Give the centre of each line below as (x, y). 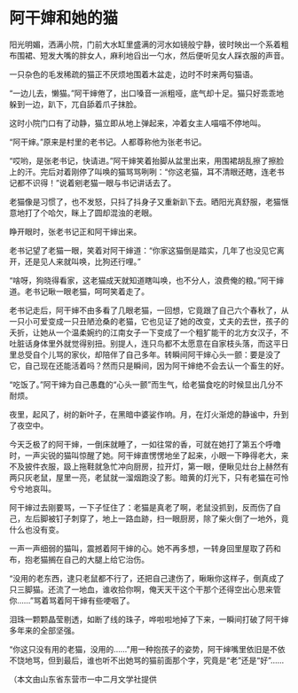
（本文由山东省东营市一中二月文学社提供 (83, 679)
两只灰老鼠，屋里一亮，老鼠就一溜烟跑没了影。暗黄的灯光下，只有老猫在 (141, 477)
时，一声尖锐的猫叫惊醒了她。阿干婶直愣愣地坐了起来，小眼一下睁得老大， (145, 455)
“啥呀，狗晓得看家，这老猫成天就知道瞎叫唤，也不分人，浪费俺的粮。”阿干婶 (147, 280)
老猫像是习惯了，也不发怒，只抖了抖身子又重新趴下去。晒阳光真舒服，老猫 (145, 201)
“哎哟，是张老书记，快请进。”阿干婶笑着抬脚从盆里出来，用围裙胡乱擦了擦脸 (147, 160)
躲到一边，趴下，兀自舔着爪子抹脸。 (75, 104)
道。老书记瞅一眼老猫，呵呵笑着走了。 (79, 291)
